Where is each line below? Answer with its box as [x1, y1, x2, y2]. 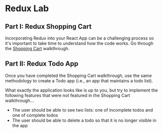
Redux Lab [5, 3, 49, 14]
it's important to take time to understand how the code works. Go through [5, 40, 154, 46]
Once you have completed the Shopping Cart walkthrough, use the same [5, 73, 152, 78]
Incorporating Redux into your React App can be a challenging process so [5, 35, 154, 41]
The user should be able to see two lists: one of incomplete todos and [12, 107, 153, 113]
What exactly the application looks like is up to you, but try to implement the [5, 87, 158, 93]
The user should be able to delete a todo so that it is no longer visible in [12, 117, 157, 123]
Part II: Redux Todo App [5, 59, 78, 68]
